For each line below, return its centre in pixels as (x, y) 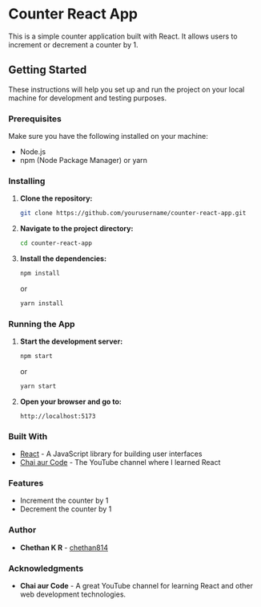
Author (22, 530)
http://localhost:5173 (58, 416)
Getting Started (48, 70)
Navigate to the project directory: (76, 229)
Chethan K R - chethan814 (64, 548)
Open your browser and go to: (70, 401)
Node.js (33, 152)
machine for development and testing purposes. (88, 98)
